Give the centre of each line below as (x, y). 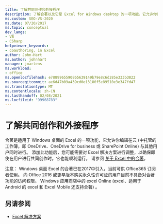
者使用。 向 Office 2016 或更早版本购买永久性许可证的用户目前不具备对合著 (80, 175)
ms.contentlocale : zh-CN (30, 91)
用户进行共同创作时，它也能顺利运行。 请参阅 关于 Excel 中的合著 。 (81, 158)
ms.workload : (18, 69)
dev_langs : (16, 32)
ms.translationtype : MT (29, 86)
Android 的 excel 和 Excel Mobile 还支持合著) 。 (52, 187)
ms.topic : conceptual (27, 28)
